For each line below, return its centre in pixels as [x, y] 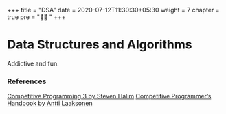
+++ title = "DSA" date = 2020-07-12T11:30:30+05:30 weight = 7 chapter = [113, 10]
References [27, 81]
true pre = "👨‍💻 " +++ [37, 17]
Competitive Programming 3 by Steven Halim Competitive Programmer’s [109, 96]
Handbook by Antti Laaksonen [50, 103]
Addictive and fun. [33, 63]
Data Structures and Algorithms [100, 45]
